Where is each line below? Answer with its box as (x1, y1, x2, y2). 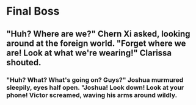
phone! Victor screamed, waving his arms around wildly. (6, 90, 178, 99)
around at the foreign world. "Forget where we (6, 38, 186, 48)
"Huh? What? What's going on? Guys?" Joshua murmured (6, 75, 184, 84)
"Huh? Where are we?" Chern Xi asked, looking (6, 29, 191, 39)
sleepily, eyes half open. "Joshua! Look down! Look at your (6, 83, 184, 92)
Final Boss (6, 4, 60, 18)
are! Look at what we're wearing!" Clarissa (6, 48, 172, 58)
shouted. (6, 57, 42, 68)
